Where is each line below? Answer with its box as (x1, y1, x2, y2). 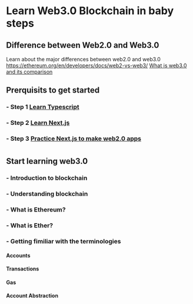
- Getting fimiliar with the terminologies (6, 237, 121, 245)
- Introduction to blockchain (6, 174, 88, 182)
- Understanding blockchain (6, 190, 88, 198)
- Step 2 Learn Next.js (6, 119, 70, 127)
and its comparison (6, 68, 53, 75)
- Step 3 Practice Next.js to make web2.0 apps (6, 134, 141, 143)
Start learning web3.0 (6, 156, 88, 166)
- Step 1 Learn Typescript (6, 103, 79, 111)
